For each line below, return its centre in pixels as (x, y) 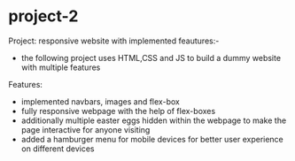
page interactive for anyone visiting (85, 129)
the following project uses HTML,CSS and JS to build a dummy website (151, 57)
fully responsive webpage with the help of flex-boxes (118, 111)
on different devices (58, 149)
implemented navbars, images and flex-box (101, 101)
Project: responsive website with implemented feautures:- (114, 41)
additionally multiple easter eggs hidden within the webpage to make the (154, 120)
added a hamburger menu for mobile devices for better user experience (152, 139)
